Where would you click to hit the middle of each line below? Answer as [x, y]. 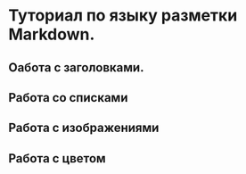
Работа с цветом [57, 158]
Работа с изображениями [84, 128]
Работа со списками [68, 98]
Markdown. [52, 34]
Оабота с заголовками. [76, 67]
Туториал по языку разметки [123, 16]
